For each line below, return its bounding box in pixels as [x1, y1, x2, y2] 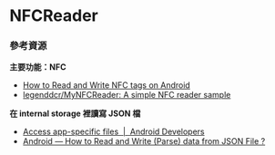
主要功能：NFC [9, 62, 66, 73]
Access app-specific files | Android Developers [22, 126, 205, 137]
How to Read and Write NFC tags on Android [22, 80, 191, 91]
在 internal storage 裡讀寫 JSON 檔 [9, 108, 141, 119]
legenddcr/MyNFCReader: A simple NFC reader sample [22, 90, 231, 101]
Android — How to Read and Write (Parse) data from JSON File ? [22, 136, 266, 147]
